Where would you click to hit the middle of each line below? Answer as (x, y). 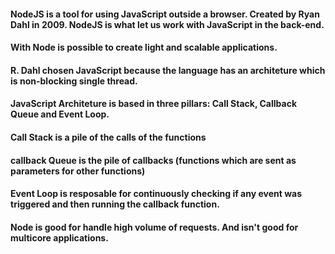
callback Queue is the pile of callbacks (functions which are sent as (153, 160)
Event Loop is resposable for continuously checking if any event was (156, 194)
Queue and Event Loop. (60, 114)
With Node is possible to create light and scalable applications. (144, 47)
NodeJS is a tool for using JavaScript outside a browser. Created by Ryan (165, 14)
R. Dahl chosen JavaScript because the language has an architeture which (168, 70)
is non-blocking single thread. (74, 81)
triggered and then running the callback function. (115, 204)
